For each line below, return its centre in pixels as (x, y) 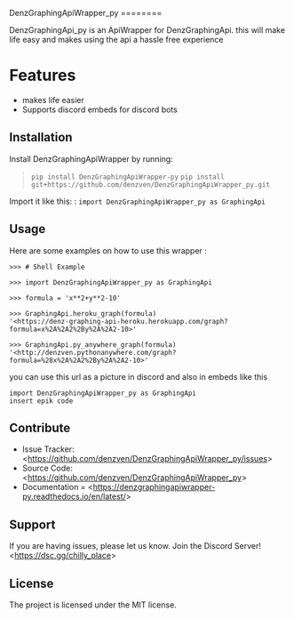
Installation (41, 137)
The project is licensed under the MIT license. (93, 605)
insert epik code (41, 401)
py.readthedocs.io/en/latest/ (74, 496)
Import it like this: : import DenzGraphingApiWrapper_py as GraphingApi (138, 201)
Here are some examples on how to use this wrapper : (108, 250)
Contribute (40, 427)
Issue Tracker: (48, 449)
